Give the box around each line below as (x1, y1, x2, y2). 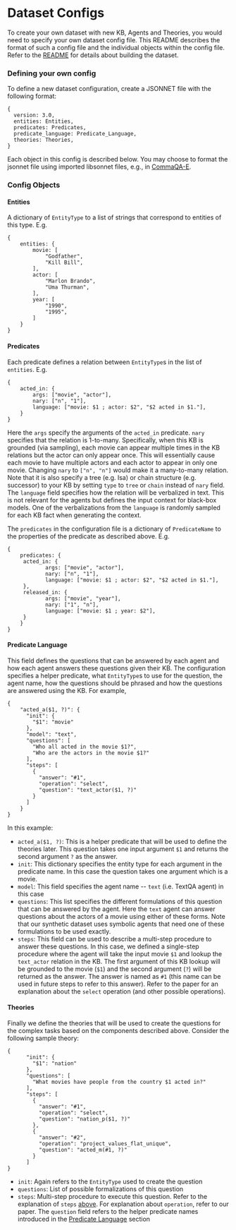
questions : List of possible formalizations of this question (17, 1184, 184, 1193)
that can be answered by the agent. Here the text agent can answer (17, 905, 216, 913)
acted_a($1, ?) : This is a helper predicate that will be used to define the (17, 837, 227, 845)
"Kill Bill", (44, 259, 83, 266)
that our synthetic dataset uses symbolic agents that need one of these (17, 920, 225, 928)
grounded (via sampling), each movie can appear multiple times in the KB (7, 443, 221, 452)
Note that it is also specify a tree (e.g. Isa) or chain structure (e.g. (7, 473, 197, 481)
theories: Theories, (13, 136, 74, 144)
